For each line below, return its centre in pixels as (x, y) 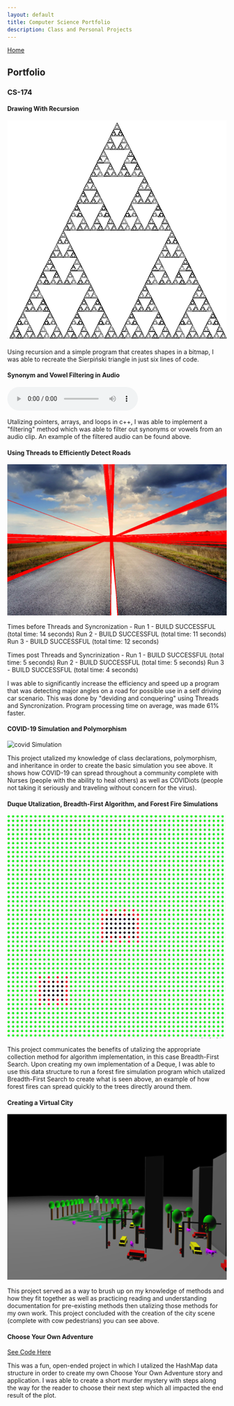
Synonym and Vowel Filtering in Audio (64, 375)
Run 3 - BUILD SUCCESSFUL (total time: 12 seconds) (83, 641)
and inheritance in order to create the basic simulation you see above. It (110, 766)
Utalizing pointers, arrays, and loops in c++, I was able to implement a (107, 422)
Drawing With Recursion (43, 109)
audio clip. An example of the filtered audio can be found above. (99, 437)
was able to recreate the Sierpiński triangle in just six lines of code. (103, 359)
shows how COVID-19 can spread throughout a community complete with (112, 773)
